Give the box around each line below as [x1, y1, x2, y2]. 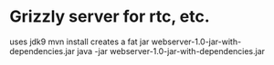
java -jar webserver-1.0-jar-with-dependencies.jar [77, 45, 266, 56]
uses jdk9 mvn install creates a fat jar [9, 36, 150, 47]
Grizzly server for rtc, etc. [9, 6, 210, 27]
